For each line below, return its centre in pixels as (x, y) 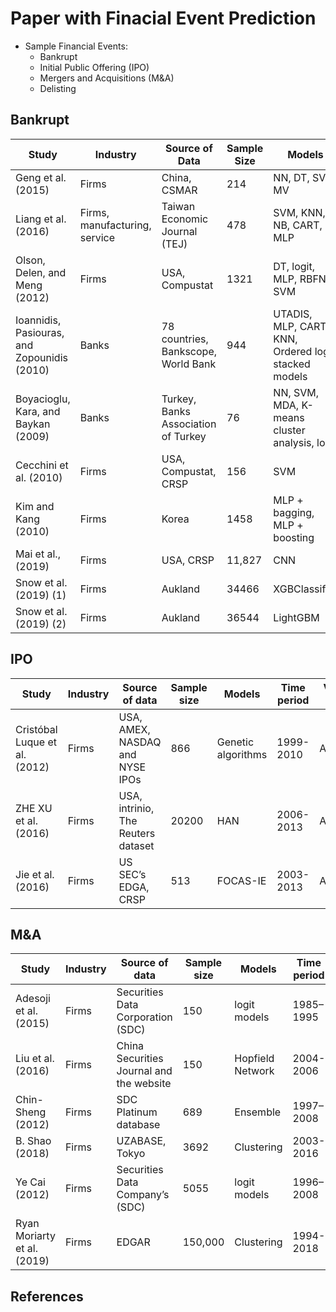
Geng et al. (41, 177)
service (97, 237)
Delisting (58, 88)
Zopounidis (41, 357)
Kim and (35, 506)
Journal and (144, 1071)
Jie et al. (35, 874)
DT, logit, (294, 266)
